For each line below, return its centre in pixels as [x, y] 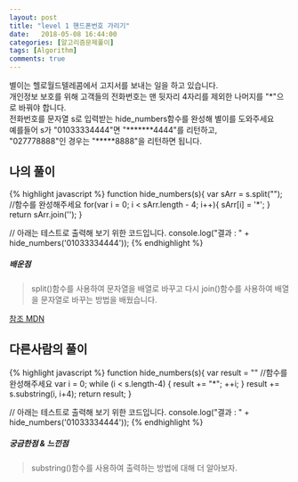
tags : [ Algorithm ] [43, 51]
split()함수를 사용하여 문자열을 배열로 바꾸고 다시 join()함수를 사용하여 [152, 288]
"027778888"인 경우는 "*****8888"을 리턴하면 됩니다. [106, 141]
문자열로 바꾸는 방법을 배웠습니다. [99, 299]
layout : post [33, 17]
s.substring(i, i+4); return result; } [70, 394]
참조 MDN [27, 318]
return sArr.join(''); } [46, 214]
